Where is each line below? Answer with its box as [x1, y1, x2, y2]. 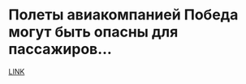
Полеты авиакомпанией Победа [8, 6, 239, 24]
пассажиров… [8, 40, 112, 58]
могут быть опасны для [8, 23, 179, 41]
